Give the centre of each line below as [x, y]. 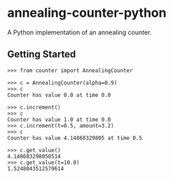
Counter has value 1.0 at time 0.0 [59, 119]
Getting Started [42, 54]
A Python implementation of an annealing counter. [79, 32]
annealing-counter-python [87, 13]
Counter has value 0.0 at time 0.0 [59, 95]
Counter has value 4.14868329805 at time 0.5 [75, 138]
